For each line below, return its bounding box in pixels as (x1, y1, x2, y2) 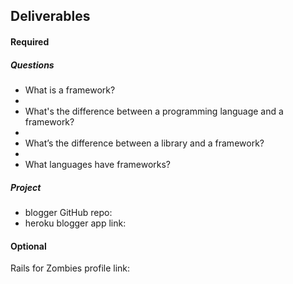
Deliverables (10, 8, 91, 25)
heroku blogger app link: (24, 217, 127, 229)
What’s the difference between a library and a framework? (24, 137, 265, 149)
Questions (10, 59, 55, 71)
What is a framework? (24, 84, 116, 96)
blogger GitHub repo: (24, 206, 113, 218)
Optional (10, 240, 47, 252)
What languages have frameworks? (24, 158, 172, 170)
